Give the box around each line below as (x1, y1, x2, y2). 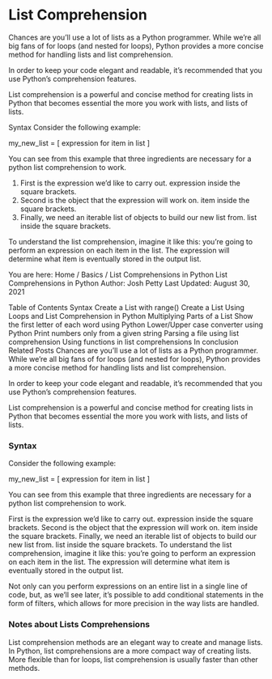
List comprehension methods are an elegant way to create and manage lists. (8, 637, 263, 647)
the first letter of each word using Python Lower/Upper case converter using (8, 320, 264, 329)
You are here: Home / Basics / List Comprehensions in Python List (8, 269, 228, 279)
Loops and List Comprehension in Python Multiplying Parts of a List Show (8, 311, 253, 320)
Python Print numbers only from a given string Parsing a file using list (8, 328, 240, 337)
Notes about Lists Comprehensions (8, 619, 151, 630)
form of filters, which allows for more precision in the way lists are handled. (8, 599, 259, 609)
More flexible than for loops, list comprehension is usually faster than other (8, 654, 259, 664)
